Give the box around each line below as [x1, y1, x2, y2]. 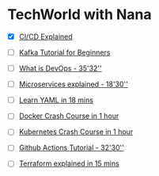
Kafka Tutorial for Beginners [18, 48, 111, 57]
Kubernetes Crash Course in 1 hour [18, 127, 134, 136]
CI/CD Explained [18, 32, 73, 41]
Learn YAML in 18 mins [18, 95, 94, 105]
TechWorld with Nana [7, 6, 152, 24]
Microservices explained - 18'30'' [18, 79, 128, 89]
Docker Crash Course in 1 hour [18, 111, 119, 121]
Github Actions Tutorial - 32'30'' [18, 143, 124, 152]
